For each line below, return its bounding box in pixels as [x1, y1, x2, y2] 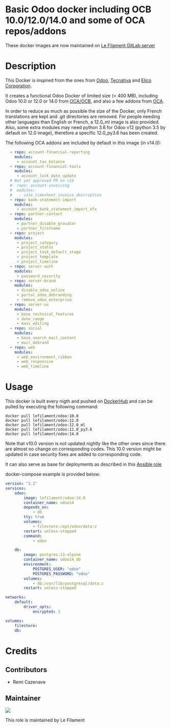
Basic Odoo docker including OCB [5, 4, 152, 15]
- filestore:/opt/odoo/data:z [32, 524, 97, 529]
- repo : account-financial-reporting [10, 150, 90, 155]
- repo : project [10, 231, 44, 236]
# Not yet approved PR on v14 [10, 178, 74, 183]
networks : [5, 595, 27, 600]
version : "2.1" [5, 481, 38, 486]
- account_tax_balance [16, 159, 65, 164]
